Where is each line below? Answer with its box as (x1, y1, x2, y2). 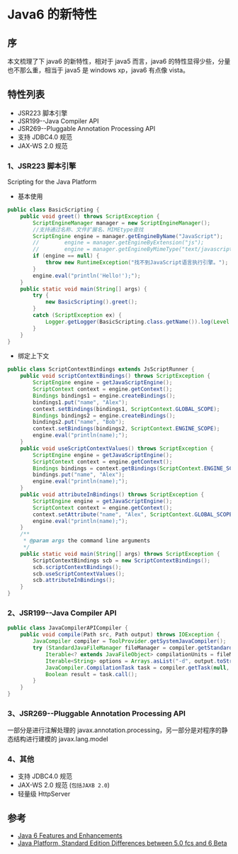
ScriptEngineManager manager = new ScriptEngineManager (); (33, 219, 211, 227)
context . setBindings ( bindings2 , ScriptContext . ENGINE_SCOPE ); (33, 425, 220, 432)
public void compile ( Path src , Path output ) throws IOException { (20, 631, 220, 639)
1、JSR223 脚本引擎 (7, 161, 76, 171)
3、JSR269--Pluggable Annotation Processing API (7, 708, 186, 718)
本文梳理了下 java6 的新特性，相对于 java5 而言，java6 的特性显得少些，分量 (7, 57, 231, 65)
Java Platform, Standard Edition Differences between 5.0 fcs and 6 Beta (17, 839, 227, 848)
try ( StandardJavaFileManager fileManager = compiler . (33, 644, 198, 652)
